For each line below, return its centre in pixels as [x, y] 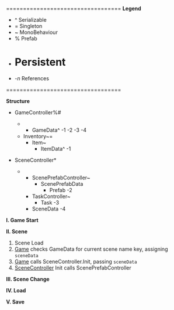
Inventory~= [38, 136]
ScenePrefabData [62, 183]
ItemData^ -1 [56, 148]
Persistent [40, 62]
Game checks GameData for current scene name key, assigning [91, 249]
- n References [32, 78]
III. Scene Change [28, 279]
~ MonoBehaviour [36, 32]
